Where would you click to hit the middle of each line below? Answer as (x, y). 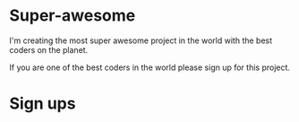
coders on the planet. (49, 49)
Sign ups (43, 104)
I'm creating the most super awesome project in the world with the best (141, 40)
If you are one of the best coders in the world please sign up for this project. (150, 67)
